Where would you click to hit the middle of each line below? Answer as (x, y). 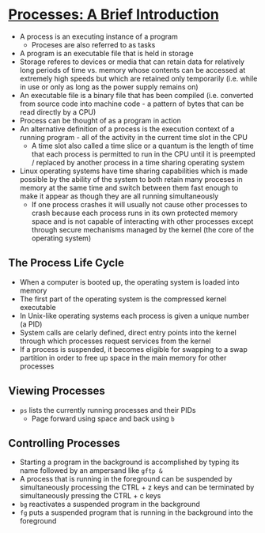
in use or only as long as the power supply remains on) (109, 87)
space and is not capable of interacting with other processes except (142, 221)
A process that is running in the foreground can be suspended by (126, 479)
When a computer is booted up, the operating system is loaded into (129, 282)
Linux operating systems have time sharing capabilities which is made (133, 171)
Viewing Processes (57, 391)
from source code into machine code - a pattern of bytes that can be (132, 104)
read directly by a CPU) (58, 112)
